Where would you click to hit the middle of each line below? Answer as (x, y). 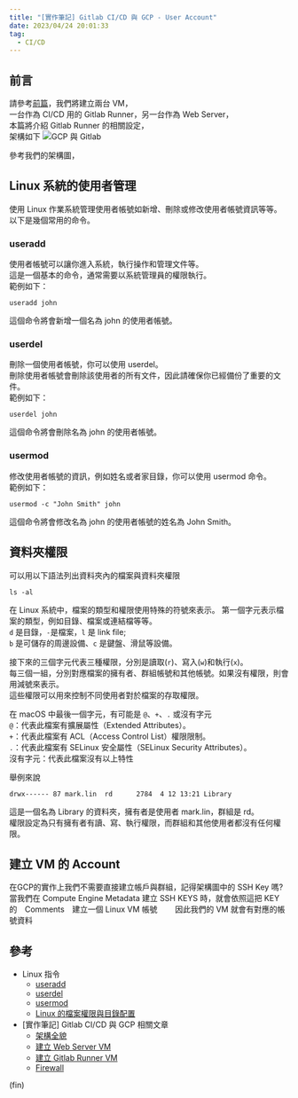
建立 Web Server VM (73, 1047)
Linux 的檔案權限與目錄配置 (85, 1014)
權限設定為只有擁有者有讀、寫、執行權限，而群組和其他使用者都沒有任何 (141, 822)
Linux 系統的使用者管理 (73, 186)
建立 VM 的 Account (65, 864)
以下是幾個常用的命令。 (52, 220)
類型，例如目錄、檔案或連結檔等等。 (90, 621)
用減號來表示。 (36, 684)
